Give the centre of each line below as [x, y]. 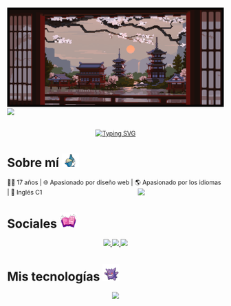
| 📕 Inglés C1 [25, 192]
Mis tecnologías [54, 277]
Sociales [32, 224]
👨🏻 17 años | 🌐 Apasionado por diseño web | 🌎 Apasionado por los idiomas [114, 182]
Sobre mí [33, 163]
